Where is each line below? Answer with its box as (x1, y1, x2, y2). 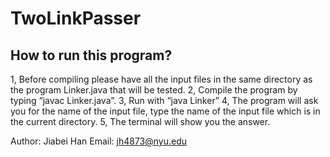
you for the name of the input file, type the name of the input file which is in (10, 105, 321, 117)
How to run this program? (10, 47, 173, 64)
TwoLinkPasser (10, 7, 142, 30)
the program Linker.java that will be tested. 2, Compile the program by (10, 84, 298, 96)
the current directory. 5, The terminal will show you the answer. (10, 116, 271, 127)
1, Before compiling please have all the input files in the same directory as (10, 73, 313, 85)
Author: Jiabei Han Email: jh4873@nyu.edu (10, 135, 188, 147)
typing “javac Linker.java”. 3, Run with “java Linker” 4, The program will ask (10, 95, 319, 106)
